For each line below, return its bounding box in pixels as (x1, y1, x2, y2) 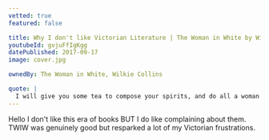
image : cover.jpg (8, 56, 66, 64)
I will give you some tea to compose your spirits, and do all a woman (15, 92, 260, 100)
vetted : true (8, 11, 52, 20)
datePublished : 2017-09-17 (8, 49, 98, 57)
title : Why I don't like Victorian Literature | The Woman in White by (8, 34, 252, 42)
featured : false (8, 19, 62, 27)
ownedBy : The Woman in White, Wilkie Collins (8, 70, 163, 78)
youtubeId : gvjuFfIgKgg (8, 41, 88, 49)
